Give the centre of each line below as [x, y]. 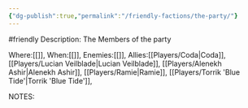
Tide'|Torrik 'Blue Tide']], [50, 80]
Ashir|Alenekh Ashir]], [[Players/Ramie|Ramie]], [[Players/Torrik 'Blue [124, 72]
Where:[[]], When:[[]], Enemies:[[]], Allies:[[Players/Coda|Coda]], [117, 54]
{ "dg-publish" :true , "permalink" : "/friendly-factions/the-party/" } [123, 16]
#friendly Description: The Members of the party [90, 39]
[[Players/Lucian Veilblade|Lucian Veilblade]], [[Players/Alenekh [115, 63]
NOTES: [22, 96]
